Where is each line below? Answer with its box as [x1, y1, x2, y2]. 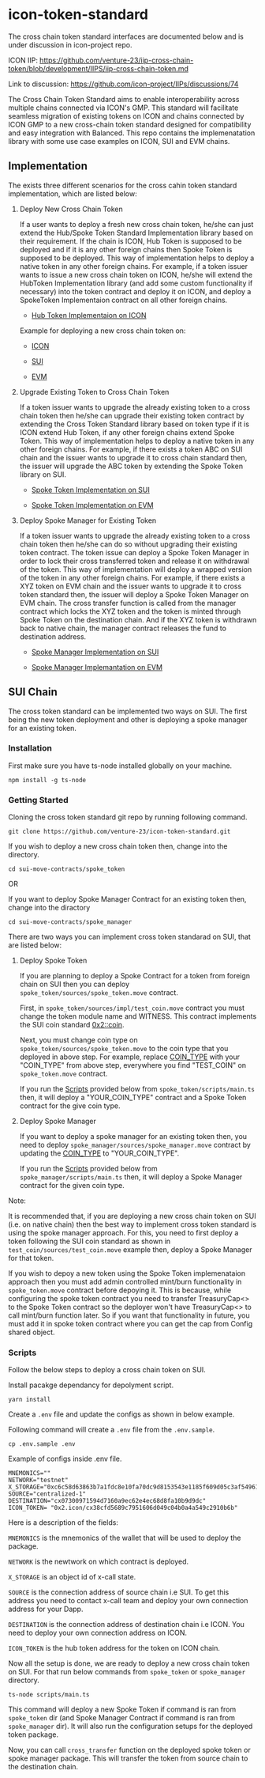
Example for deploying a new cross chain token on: [19, 326, 186, 335]
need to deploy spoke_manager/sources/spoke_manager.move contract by [19, 1141, 251, 1150]
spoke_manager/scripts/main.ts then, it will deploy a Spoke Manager [19, 1172, 243, 1182]
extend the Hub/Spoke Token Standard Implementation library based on [19, 228, 254, 237]
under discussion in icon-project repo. [8, 40, 132, 49]
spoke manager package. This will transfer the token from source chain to [8, 1753, 248, 1763]
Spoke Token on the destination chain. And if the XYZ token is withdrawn [19, 615, 257, 624]
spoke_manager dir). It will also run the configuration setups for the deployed [8, 1722, 253, 1731]
